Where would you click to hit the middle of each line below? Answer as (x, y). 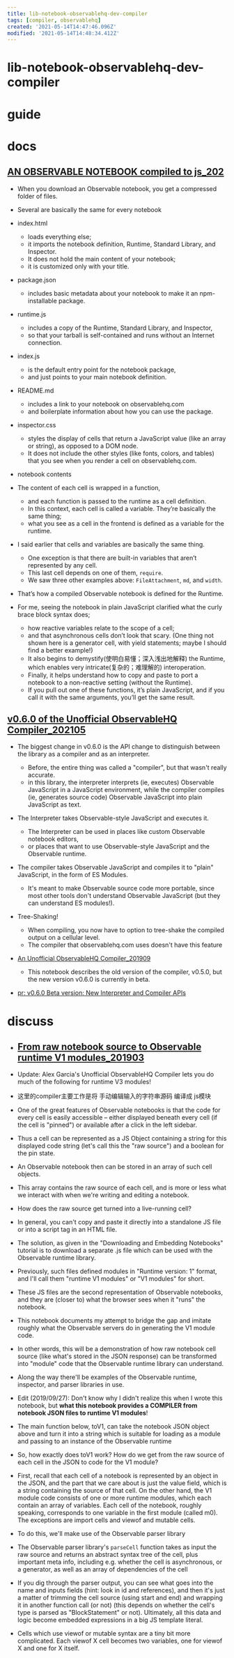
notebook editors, (53, 839)
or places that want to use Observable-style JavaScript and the (119, 846)
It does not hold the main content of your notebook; (102, 259)
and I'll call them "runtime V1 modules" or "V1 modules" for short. (111, 1279)
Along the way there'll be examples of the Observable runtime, (107, 1377)
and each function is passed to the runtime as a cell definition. (117, 501)
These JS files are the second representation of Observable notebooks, (120, 1292)
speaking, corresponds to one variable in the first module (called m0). (117, 1513)
